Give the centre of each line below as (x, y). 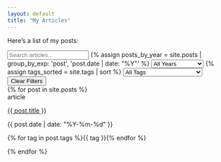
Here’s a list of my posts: (43, 40)
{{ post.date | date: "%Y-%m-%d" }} (60, 124)
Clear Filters (27, 81)
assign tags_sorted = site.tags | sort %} (64, 72)
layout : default (31, 14)
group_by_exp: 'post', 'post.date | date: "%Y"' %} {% (111, 63)
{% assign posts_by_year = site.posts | (146, 54)
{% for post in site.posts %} (48, 89)
